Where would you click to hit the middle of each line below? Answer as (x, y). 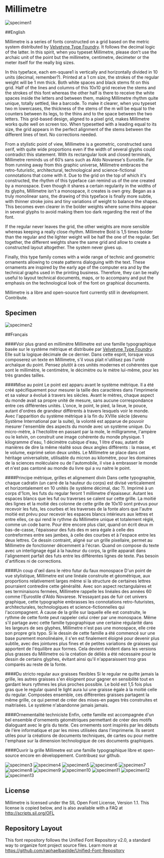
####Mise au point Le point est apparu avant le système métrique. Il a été (80, 385)
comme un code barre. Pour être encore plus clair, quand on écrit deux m (79, 524)
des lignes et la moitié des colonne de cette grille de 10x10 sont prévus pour (82, 503)
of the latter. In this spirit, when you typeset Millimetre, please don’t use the (81, 52)
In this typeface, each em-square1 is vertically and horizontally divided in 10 (82, 72)
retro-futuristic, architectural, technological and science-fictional (70, 170)
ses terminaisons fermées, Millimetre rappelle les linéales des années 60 (78, 591)
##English (15, 32)
